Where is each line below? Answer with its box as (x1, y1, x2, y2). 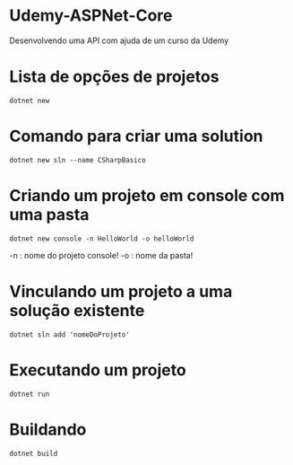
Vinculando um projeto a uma (9, 281, 233, 302)
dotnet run (9, 390, 50, 399)
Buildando (9, 419, 87, 440)
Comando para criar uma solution (9, 127, 263, 146)
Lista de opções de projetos (9, 66, 220, 87)
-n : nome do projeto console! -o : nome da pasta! (9, 250, 194, 260)
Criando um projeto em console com (9, 186, 285, 206)
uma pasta (9, 205, 90, 224)
